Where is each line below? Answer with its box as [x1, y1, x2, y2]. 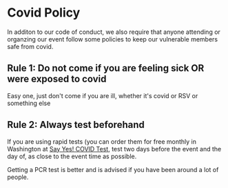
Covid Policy [7, 5, 81, 21]
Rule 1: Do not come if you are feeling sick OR [7, 62, 205, 74]
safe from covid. [7, 42, 54, 50]
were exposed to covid [7, 73, 107, 85]
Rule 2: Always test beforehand [7, 119, 145, 131]
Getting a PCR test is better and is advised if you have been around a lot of [7, 165, 219, 173]
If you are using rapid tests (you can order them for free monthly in [7, 137, 196, 146]
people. [7, 173, 29, 181]
